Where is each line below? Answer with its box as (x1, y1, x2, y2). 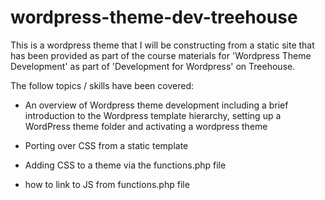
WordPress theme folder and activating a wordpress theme (24, 120, 268, 132)
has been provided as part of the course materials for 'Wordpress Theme (10, 49, 312, 61)
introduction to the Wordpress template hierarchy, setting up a (24, 109, 282, 121)
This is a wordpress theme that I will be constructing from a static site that (10, 39, 315, 51)
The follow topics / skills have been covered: (10, 79, 194, 91)
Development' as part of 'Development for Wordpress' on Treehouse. (10, 60, 296, 72)
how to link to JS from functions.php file (24, 178, 190, 190)
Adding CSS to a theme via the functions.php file (24, 159, 227, 171)
